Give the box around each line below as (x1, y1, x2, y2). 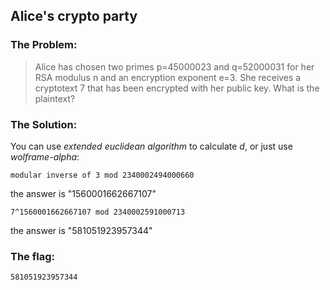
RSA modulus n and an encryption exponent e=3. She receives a (34, 71, 302, 83)
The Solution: (10, 117, 78, 131)
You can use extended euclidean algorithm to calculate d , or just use (10, 140, 293, 152)
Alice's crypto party (10, 8, 138, 25)
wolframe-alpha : (10, 150, 80, 163)
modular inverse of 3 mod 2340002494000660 (10, 170, 195, 180)
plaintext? (34, 92, 76, 104)
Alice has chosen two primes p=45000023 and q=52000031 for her (34, 60, 315, 73)
